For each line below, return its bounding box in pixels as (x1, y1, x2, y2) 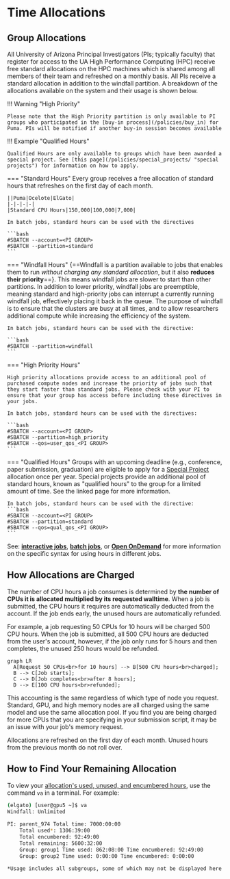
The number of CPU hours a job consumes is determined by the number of (7, 587, 220, 596)
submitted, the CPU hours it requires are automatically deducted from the (7, 602, 214, 610)
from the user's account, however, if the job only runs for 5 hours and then (7, 637, 218, 645)
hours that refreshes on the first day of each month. (7, 181, 153, 190)
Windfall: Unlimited (7, 808, 66, 815)
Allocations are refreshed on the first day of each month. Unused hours (7, 736, 209, 744)
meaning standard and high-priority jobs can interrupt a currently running (7, 290, 214, 298)
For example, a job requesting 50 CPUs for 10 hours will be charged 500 (7, 622, 211, 630)
